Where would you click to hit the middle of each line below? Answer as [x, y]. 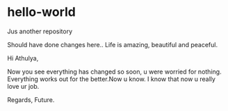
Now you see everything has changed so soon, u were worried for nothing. [114, 71]
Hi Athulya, [23, 58]
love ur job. [23, 86]
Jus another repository [40, 31]
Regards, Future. [31, 100]
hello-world [42, 12]
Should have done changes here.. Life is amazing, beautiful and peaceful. [112, 44]
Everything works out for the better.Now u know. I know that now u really [111, 79]
